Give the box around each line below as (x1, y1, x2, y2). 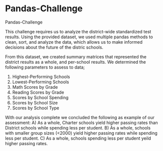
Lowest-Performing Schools (12, 79, 69, 85)
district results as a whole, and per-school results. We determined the (5, 59, 146, 65)
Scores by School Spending (12, 94, 69, 101)
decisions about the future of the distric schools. (5, 44, 104, 50)
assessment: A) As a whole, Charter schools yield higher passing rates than (5, 120, 158, 126)
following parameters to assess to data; (5, 64, 85, 70)
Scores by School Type (12, 105, 59, 111)
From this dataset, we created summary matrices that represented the (5, 53, 147, 59)
